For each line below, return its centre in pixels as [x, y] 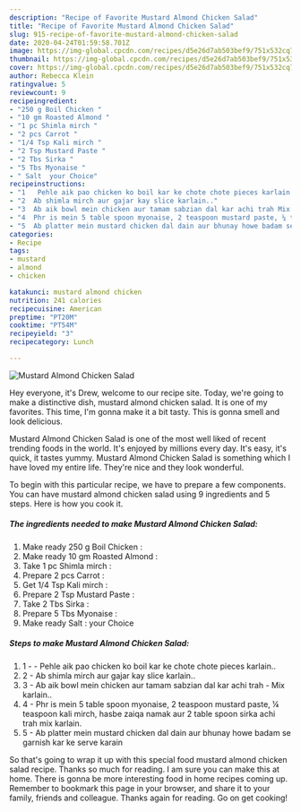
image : [21, 51]
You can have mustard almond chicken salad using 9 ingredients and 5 [140, 494]
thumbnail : [30, 59]
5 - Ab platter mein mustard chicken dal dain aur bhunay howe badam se [156, 732]
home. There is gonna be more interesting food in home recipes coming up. [149, 778]
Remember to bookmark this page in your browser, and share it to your [140, 788]
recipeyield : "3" [42, 334]
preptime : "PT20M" [43, 317]
